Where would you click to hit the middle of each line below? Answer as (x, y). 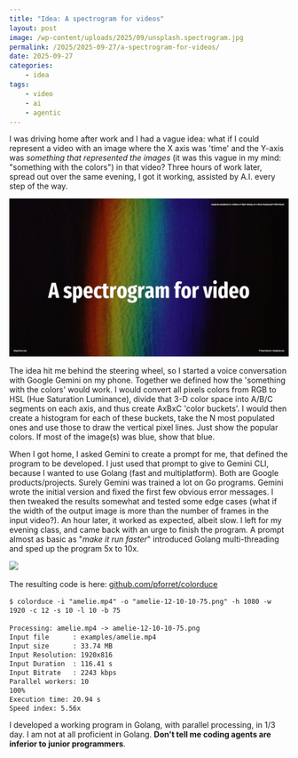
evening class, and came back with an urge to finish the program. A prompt (147, 529)
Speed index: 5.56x (45, 708)
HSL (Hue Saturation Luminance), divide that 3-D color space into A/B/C (141, 399)
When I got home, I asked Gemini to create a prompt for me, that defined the (149, 454)
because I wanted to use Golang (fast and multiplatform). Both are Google (144, 472)
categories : (31, 66)
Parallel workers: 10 (49, 681)
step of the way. (39, 186)
